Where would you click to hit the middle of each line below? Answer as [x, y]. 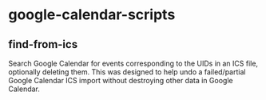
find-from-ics [43, 44]
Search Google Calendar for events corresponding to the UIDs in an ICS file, [133, 63]
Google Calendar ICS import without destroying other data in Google [121, 80]
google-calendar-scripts [92, 15]
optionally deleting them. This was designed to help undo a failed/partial [127, 72]
